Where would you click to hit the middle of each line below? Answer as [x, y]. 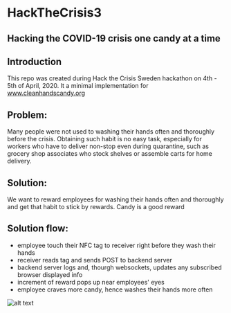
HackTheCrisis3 [54, 13]
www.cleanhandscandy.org [46, 93]
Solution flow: [38, 229]
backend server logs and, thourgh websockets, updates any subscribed [120, 267]
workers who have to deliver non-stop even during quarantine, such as [108, 146]
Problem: [27, 115]
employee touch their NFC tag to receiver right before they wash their [116, 245]
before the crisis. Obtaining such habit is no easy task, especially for [104, 139]
